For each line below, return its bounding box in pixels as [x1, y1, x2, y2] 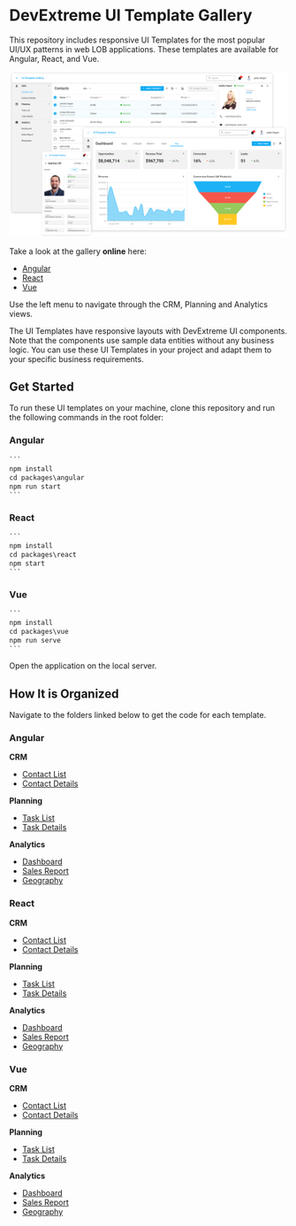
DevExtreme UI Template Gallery [9, 5, 253, 26]
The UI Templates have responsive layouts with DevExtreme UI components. [9, 325, 288, 336]
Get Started [9, 380, 74, 395]
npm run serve [9, 636, 62, 645]
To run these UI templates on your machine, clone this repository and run [9, 403, 276, 413]
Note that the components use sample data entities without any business [9, 335, 275, 345]
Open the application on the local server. [9, 660, 157, 671]
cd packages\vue [9, 628, 69, 636]
